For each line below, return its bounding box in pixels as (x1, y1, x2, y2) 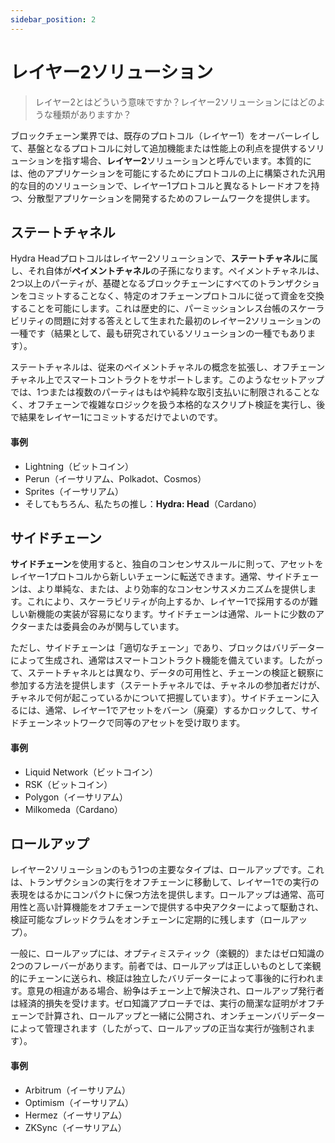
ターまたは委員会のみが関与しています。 (18, 621, 185, 633)
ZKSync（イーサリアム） (24, 1121, 127, 1133)
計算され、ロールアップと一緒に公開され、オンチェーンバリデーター (44, 1010, 325, 1022)
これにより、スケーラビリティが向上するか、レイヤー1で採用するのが (26, 596, 310, 608)
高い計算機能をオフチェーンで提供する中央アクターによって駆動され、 (36, 901, 325, 913)
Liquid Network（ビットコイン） (24, 766, 159, 778)
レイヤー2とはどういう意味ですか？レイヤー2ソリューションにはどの (34, 96, 317, 108)
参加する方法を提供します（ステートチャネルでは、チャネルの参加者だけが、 (10, 679, 326, 691)
